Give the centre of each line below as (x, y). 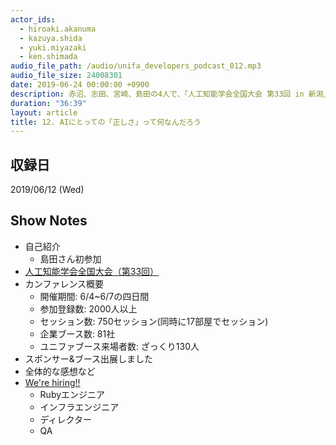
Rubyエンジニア (72, 394)
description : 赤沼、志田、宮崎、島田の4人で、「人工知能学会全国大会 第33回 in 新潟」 (171, 94)
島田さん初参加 (70, 258)
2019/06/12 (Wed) (47, 190)
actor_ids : (33, 19)
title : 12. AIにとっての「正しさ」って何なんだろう (106, 122)
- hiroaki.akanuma (58, 29)
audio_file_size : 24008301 (66, 76)
